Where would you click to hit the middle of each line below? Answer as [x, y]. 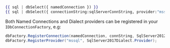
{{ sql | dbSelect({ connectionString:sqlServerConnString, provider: [81, 12]
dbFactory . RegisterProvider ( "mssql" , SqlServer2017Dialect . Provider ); [81, 40]
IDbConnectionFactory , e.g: [33, 26]
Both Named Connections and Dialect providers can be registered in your [82, 21]
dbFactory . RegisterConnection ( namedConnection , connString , [70, 36]
